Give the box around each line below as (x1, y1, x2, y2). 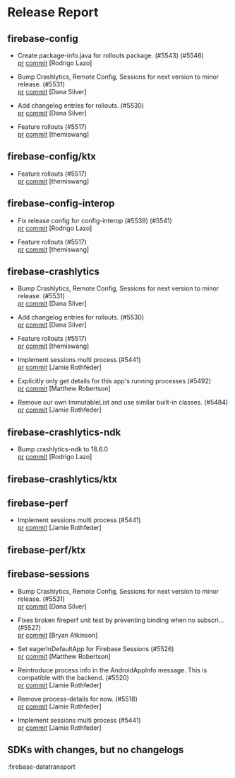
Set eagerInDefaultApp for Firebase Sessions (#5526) (17, 644, 174, 653)
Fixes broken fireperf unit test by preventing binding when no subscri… (17, 616, 224, 624)
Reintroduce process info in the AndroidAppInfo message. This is (17, 665, 207, 674)
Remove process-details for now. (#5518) (17, 694, 138, 703)
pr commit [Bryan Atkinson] (17, 631, 98, 639)
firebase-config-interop (7, 198, 115, 210)
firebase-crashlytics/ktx (7, 473, 118, 485)
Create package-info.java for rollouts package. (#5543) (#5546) (17, 51, 205, 60)
